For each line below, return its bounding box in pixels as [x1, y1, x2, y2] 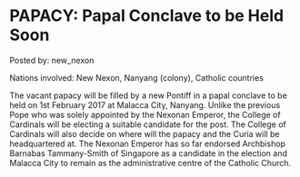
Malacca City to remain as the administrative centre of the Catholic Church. [9, 157, 292, 168]
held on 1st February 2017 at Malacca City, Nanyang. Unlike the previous [9, 99, 281, 110]
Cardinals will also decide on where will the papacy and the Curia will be [9, 128, 280, 139]
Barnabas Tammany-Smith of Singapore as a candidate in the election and [9, 147, 288, 159]
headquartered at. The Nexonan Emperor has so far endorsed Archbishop [9, 138, 286, 149]
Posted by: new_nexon [9, 54, 95, 65]
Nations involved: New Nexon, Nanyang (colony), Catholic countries [9, 72, 264, 83]
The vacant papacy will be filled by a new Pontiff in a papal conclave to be [9, 90, 288, 101]
